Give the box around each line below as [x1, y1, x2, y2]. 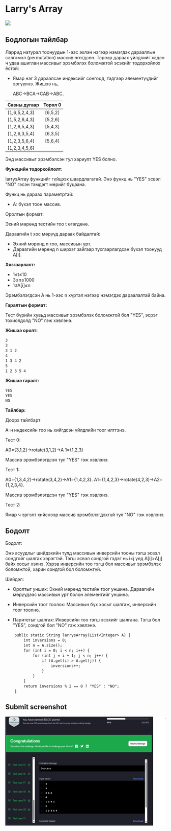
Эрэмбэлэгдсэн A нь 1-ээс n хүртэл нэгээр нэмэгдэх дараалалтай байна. [5, 292, 166, 298]
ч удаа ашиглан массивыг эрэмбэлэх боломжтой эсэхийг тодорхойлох [5, 60, 161, 66]
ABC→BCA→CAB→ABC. [12, 90, 64, 97]
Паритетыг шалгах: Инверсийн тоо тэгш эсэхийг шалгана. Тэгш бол [12, 617, 160, 623]
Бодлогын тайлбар [5, 35, 69, 44]
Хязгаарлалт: [5, 262, 36, 268]
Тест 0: [5, 437, 21, 443]
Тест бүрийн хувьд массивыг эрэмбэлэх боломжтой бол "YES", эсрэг [5, 312, 158, 318]
